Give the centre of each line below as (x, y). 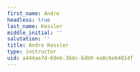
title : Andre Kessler (38, 45)
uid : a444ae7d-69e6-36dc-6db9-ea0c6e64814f (70, 58)
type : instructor (32, 52)
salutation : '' (29, 39)
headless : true (29, 20)
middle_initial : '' (35, 33)
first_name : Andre (33, 13)
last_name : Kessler (35, 26)
